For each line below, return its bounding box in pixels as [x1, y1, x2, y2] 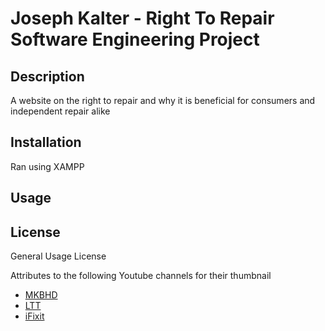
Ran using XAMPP [10, 160, 85, 172]
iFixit [24, 310, 45, 322]
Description [10, 68, 85, 85]
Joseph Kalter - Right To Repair [10, 7, 275, 30]
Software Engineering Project [10, 28, 260, 51]
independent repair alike [10, 105, 111, 117]
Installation [10, 134, 82, 151]
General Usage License [10, 250, 107, 262]
